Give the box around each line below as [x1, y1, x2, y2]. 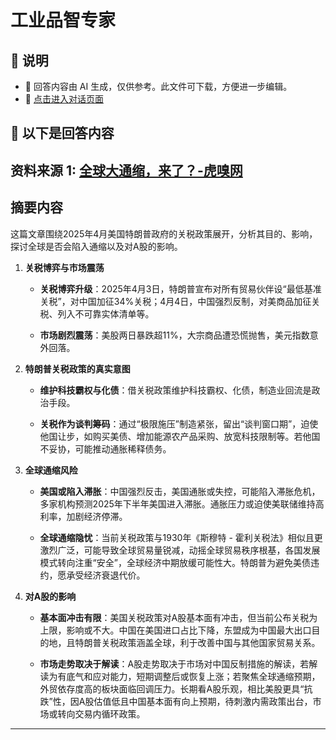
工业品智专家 [10, 9, 117, 32]
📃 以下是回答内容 [10, 125, 115, 142]
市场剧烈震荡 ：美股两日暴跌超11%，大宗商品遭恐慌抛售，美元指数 [39, 329, 310, 341]
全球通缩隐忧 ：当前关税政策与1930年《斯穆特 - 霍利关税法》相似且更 [39, 531, 323, 543]
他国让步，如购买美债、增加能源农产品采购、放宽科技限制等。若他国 [39, 430, 321, 442]
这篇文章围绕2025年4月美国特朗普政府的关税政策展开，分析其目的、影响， [10, 227, 318, 240]
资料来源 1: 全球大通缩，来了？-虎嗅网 [10, 162, 243, 179]
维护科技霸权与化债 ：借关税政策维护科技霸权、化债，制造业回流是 [39, 384, 312, 396]
